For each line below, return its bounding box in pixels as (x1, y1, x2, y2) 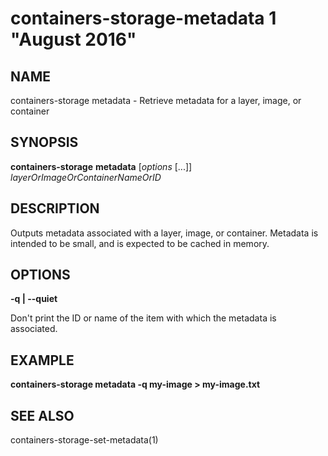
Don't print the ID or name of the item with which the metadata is (10, 312, 277, 324)
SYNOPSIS (10, 134, 79, 151)
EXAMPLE (10, 352, 75, 369)
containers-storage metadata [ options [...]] (10, 160, 193, 172)
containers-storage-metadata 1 (10, 7, 277, 30)
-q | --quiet (10, 293, 58, 305)
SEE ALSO (10, 407, 75, 424)
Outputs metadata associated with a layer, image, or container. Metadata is (10, 227, 319, 239)
